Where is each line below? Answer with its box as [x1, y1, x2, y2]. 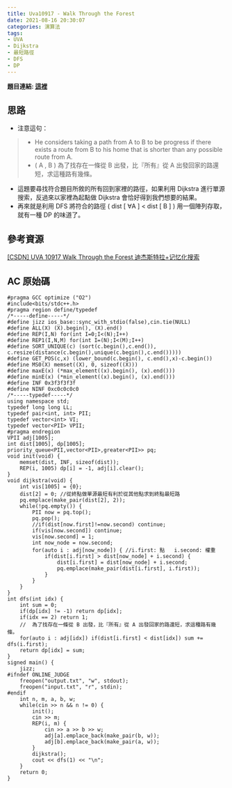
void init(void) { [7, 453, 60, 460]
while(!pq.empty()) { [19, 503, 82, 510]
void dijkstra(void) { [7, 477, 73, 484]
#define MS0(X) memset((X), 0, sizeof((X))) [7, 362, 138, 369]
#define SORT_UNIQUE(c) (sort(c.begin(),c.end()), [7, 343, 157, 350]
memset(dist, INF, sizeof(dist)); [19, 459, 119, 466]
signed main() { [7, 659, 54, 666]
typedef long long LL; [7, 404, 73, 411]
